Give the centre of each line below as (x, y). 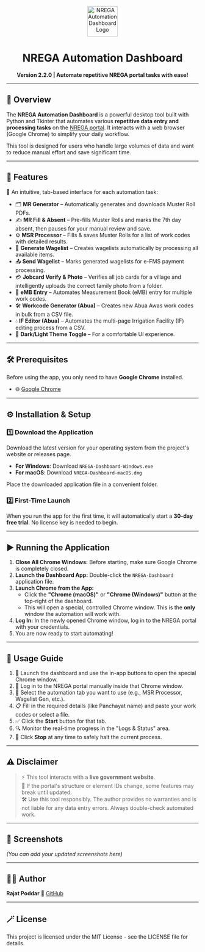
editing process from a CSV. (50, 327)
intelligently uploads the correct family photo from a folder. (89, 285)
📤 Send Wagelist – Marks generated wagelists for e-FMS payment (99, 261)
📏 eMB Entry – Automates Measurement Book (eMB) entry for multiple (103, 292)
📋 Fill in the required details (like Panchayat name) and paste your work (106, 706)
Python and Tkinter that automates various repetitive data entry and (92, 121)
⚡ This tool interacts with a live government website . (88, 777)
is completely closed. (42, 569)
